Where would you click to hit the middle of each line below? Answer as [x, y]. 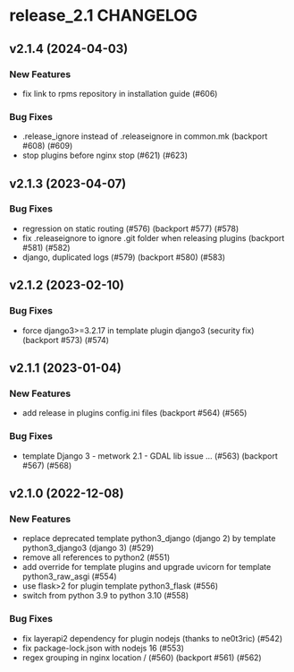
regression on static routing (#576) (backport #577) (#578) [130, 228]
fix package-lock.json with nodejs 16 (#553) [103, 648]
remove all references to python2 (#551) [96, 557]
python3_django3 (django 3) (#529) [88, 548]
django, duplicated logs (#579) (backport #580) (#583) [124, 257]
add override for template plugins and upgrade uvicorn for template [147, 567]
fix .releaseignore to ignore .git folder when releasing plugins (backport [153, 237]
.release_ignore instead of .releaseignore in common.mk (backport [145, 136]
